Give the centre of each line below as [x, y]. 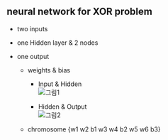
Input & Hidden [60, 84]
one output [33, 56]
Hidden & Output [62, 107]
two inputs [32, 28]
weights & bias [49, 70]
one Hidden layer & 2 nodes [57, 43]
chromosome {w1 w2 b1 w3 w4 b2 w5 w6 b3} [94, 129]
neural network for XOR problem [80, 12]
